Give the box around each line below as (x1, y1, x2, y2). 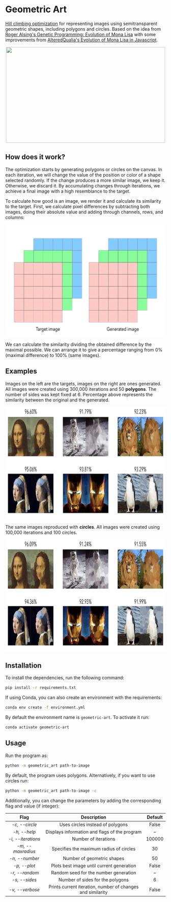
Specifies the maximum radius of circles (51, 845, 136, 851)
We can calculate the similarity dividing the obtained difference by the (5, 341, 152, 347)
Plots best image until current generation (50, 862, 136, 869)
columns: (5, 214, 25, 220)
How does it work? (5, 153, 66, 161)
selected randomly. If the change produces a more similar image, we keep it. (5, 177, 166, 183)
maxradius (13, 848, 36, 854)
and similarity (79, 889, 108, 895)
